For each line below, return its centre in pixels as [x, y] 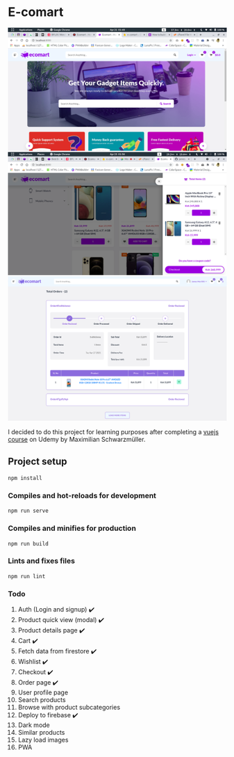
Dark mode [34, 725]
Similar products [41, 733]
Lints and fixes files [42, 561]
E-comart [36, 12]
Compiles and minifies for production [72, 528]
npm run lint [27, 576]
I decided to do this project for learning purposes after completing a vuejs [114, 432]
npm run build [28, 543]
